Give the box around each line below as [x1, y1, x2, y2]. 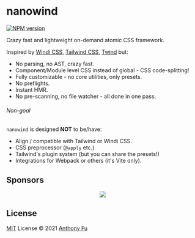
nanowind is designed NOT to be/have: [6, 125, 102, 133]
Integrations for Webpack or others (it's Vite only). [15, 157, 142, 165]
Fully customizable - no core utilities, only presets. [15, 73, 142, 80]
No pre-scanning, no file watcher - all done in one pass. [15, 92, 156, 100]
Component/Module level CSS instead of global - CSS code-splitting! [15, 66, 189, 74]
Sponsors [6, 174, 44, 185]
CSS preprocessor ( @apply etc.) [15, 144, 95, 151]
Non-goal [6, 106, 31, 114]
